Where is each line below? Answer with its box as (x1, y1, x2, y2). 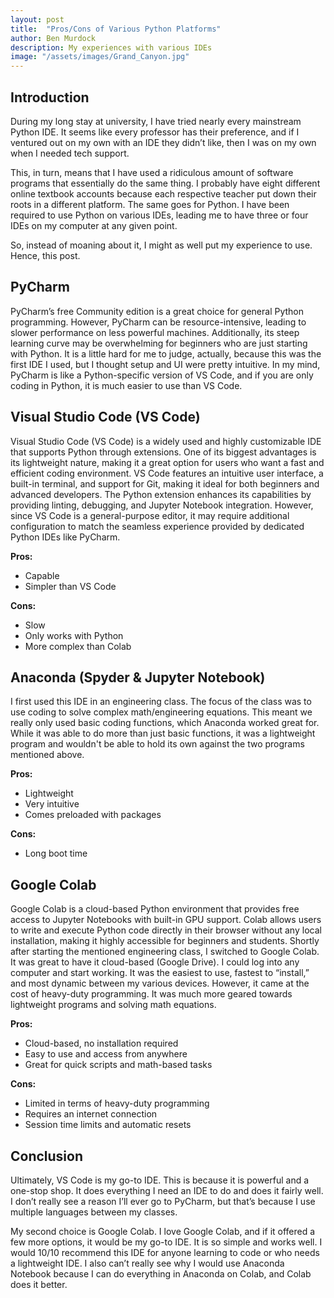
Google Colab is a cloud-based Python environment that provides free (10, 903, 300, 915)
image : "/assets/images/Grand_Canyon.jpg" (10, 52, 190, 62)
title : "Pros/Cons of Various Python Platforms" (10, 24, 222, 34)
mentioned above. (10, 749, 85, 761)
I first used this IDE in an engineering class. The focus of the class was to (10, 696, 312, 708)
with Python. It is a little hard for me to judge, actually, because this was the (10, 347, 322, 360)
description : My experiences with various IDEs (10, 42, 213, 53)
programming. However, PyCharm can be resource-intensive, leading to (10, 316, 307, 328)
